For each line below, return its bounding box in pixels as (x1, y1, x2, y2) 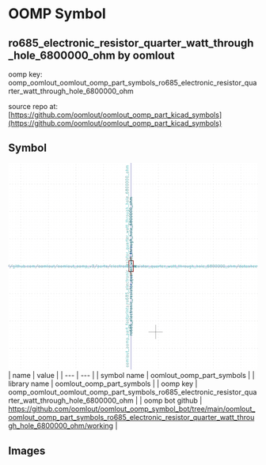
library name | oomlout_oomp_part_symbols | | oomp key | (8, 379, 198, 388)
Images (8, 444, 46, 457)
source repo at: (8, 102, 58, 111)
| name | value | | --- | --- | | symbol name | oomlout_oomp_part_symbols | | (8, 371, 255, 380)
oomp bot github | (143, 396, 203, 406)
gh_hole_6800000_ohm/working (8, 421, 113, 431)
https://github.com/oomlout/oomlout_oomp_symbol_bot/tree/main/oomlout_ (8, 404, 256, 414)
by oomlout (117, 48, 175, 62)
